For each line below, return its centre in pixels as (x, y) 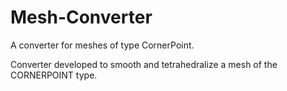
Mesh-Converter (81, 17)
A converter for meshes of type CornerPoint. (102, 45)
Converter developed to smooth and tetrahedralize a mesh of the (144, 64)
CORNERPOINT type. (54, 75)
